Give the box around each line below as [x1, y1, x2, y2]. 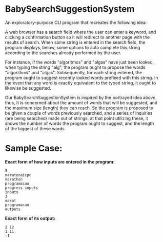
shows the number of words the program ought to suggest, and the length [5, 121, 154, 126]
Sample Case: [5, 143, 62, 154]
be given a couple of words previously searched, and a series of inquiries [5, 110, 153, 116]
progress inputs [5, 185, 38, 190]
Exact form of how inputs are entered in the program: [5, 159, 115, 164]
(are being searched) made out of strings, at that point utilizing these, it [5, 115, 148, 121]
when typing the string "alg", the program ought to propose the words [5, 64, 145, 70]
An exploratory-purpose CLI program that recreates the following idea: [5, 20, 147, 25]
